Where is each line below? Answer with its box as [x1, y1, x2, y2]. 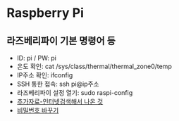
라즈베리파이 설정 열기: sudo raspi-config [16, 89, 133, 96]
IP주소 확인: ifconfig [16, 71, 73, 79]
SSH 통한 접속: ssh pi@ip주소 [16, 79, 99, 88]
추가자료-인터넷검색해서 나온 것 [16, 97, 104, 106]
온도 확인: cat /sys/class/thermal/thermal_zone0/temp [16, 62, 172, 70]
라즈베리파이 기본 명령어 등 [6, 34, 116, 46]
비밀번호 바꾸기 [16, 106, 59, 114]
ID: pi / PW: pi [16, 54, 57, 62]
